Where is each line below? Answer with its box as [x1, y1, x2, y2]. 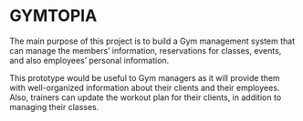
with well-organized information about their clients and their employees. [9, 82, 280, 93]
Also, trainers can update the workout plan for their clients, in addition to [9, 92, 282, 103]
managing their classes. [9, 101, 99, 112]
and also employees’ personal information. [9, 55, 170, 66]
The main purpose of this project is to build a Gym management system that [9, 35, 296, 46]
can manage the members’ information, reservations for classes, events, [9, 45, 282, 55]
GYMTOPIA [9, 5, 98, 26]
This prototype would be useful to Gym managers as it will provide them [9, 72, 280, 83]
